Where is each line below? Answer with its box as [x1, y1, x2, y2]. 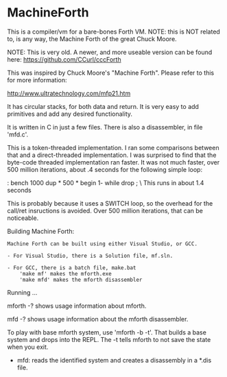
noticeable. [7, 214, 39, 222]
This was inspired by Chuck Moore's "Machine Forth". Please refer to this [7, 69, 215, 77]
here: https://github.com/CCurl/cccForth [7, 55, 121, 63]
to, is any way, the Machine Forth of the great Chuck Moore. [7, 34, 177, 42]
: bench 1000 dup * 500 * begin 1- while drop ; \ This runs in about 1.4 [7, 178, 204, 186]
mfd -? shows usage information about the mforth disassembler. [7, 315, 189, 323]
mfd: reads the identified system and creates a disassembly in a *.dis [16, 356, 212, 364]
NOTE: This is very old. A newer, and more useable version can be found [7, 48, 213, 56]
